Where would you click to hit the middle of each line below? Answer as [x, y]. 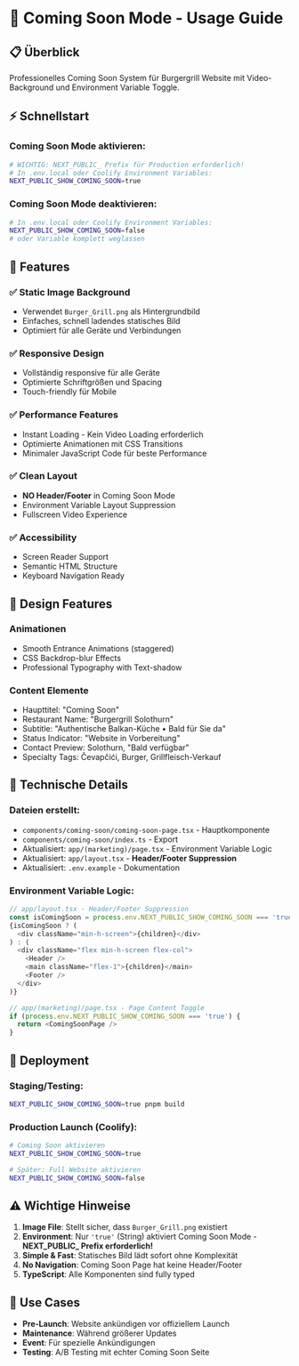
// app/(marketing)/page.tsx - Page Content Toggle [107, 1008]
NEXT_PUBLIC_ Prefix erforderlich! [88, 1246]
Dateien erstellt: [44, 811]
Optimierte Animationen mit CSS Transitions [103, 443]
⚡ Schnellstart [49, 116]
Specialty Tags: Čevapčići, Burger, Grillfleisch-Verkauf [121, 757]
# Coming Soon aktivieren [57, 1146]
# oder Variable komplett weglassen [77, 239]
